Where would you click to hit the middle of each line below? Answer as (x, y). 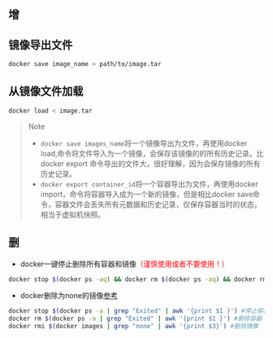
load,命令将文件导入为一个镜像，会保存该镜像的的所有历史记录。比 (152, 153)
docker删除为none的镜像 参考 (69, 296)
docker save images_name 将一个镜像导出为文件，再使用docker (144, 143)
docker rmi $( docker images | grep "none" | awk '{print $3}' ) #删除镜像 (133, 327)
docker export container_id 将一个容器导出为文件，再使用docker (149, 184)
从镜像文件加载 (46, 92)
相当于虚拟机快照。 (73, 214)
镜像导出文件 (41, 44)
